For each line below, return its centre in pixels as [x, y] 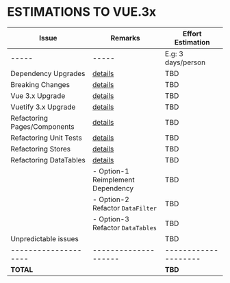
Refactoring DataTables [48, 160]
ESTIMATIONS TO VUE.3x [82, 12]
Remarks [125, 38]
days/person [185, 62]
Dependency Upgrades [48, 73]
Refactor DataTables [125, 227]
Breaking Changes [40, 84]
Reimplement [113, 180]
